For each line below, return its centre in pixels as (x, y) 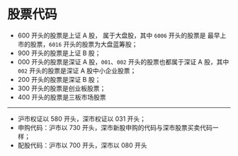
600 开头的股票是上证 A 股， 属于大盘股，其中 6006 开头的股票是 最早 (119, 35)
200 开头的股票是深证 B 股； (59, 79)
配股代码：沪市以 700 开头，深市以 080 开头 (82, 145)
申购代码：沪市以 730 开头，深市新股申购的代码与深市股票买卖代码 (115, 127)
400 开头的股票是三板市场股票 (62, 97)
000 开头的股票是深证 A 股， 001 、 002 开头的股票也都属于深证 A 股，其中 (123, 61)
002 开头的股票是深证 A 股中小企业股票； (77, 71)
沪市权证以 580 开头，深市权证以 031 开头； (82, 119)
